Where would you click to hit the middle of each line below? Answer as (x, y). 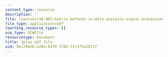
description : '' (22, 14)
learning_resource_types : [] (35, 28)
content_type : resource (30, 10)
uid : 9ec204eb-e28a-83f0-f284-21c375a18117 (51, 47)
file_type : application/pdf (34, 24)
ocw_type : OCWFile (24, 33)
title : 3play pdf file (29, 42)
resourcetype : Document (30, 38)
